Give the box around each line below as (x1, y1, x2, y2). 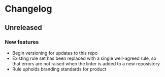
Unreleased (5, 23, 43, 32)
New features (5, 38, 39, 46)
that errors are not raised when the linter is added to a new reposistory (12, 60, 160, 66)
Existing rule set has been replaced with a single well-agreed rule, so (12, 55, 157, 61)
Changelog (5, 3, 52, 15)
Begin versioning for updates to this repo (12, 50, 98, 56)
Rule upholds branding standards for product (12, 66, 107, 72)
